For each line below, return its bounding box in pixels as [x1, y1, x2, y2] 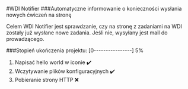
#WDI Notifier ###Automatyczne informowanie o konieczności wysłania [6, 5, 182, 12]
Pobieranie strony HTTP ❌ [14, 77, 79, 83]
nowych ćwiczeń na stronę [6, 11, 72, 18]
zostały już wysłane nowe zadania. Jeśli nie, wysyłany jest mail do [6, 29, 168, 36]
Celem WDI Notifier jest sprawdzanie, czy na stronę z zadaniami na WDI [6, 23, 183, 30]
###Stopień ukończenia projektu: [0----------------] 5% [6, 47, 144, 54]
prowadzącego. [6, 36, 44, 42]
